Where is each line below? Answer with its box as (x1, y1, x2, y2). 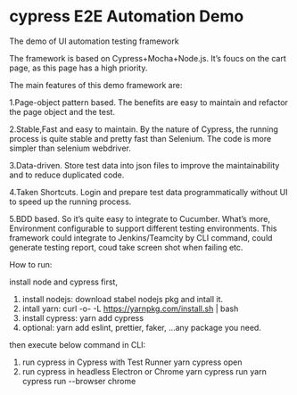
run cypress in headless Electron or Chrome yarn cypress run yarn (21, 366, 268, 376)
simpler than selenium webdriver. (9, 143, 132, 153)
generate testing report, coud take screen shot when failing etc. (9, 242, 243, 252)
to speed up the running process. (9, 196, 132, 207)
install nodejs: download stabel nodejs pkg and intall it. (21, 293, 224, 304)
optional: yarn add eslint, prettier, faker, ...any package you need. (21, 322, 261, 333)
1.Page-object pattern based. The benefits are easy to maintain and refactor (9, 96, 288, 108)
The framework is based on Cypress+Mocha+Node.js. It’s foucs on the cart (9, 53, 287, 63)
